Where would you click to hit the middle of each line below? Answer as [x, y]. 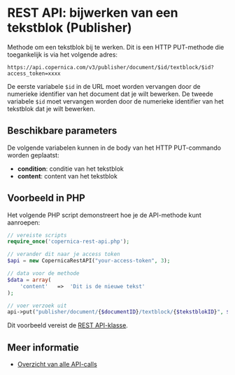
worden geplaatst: [33, 155]
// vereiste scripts [37, 235]
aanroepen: [24, 222]
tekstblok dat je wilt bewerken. [51, 108]
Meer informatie [43, 347]
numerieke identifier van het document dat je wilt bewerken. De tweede [110, 94]
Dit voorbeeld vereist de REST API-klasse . [67, 325]
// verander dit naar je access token [64, 254]
